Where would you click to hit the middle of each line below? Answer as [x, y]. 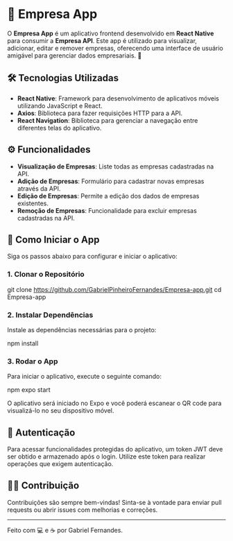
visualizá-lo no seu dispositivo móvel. [61, 411]
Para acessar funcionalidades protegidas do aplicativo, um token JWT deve [115, 449]
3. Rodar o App [33, 361]
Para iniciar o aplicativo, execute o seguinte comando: [84, 377]
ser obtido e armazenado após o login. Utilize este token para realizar [106, 456]
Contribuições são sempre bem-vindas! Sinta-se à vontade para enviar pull [114, 502]
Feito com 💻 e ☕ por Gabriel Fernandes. [65, 530]
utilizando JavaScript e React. [60, 105]
